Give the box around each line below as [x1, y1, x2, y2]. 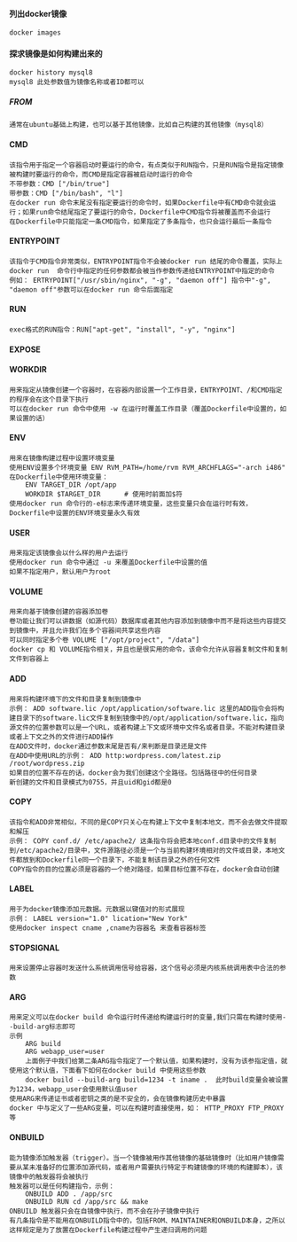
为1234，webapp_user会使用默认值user [9, 1085, 138, 1094]
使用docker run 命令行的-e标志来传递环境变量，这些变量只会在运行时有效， [9, 499, 253, 508]
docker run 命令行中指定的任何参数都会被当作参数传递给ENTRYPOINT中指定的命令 [9, 266, 275, 275]
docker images [9, 28, 62, 37]
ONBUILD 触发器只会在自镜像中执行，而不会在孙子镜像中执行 [9, 1207, 199, 1215]
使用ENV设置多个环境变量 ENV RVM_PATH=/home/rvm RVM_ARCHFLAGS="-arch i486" [9, 463, 286, 472]
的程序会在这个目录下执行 [9, 394, 89, 403]
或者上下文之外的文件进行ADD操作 [9, 732, 113, 741]
